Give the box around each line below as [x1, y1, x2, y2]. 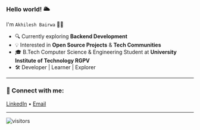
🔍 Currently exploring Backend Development [14, 33, 128, 40]
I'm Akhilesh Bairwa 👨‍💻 [6, 21, 64, 28]
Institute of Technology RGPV [14, 57, 90, 64]
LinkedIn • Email [6, 100, 46, 107]
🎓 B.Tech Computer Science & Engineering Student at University [14, 48, 177, 55]
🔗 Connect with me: [6, 86, 64, 95]
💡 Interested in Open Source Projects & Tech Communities [14, 41, 162, 49]
